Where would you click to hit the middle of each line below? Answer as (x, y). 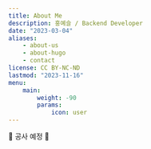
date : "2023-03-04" (41, 30)
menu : (17, 83)
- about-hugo (44, 53)
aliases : (23, 38)
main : (32, 90)
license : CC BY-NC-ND (44, 68)
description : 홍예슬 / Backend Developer (76, 23)
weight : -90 (57, 98)
